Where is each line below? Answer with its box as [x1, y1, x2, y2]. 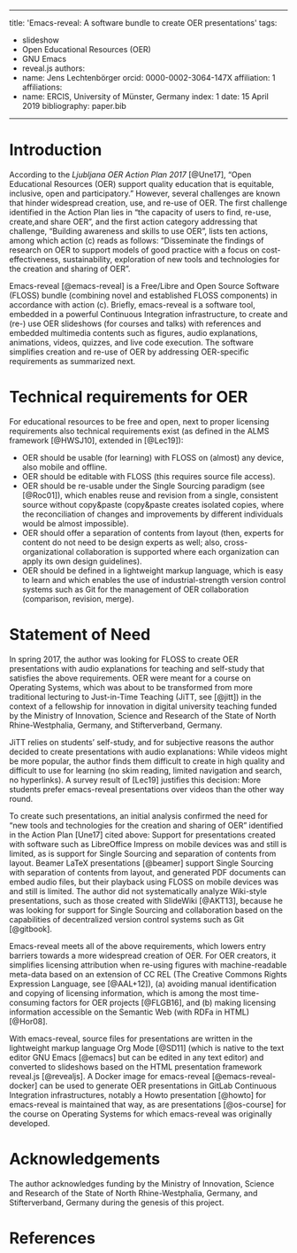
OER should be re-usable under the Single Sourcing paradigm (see [21, 480, 265, 491]
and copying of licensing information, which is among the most [9, 987, 239, 998]
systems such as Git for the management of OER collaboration [21, 584, 249, 595]
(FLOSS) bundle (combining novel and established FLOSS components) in [9, 290, 278, 300]
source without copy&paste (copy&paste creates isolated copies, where [21, 499, 285, 510]
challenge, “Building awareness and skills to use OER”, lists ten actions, [9, 225, 269, 236]
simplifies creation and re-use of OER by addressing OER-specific [9, 346, 249, 357]
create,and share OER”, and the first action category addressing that [9, 216, 258, 227]
